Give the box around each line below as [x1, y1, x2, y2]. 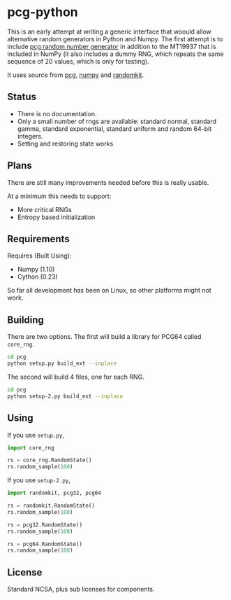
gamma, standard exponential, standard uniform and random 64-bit [17, 124, 211, 133]
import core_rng [7, 444, 54, 452]
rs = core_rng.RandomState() [7, 456, 92, 464]
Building [7, 314, 44, 326]
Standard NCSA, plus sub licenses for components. [7, 585, 155, 594]
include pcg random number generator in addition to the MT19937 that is [7, 42, 216, 50]
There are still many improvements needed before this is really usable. [7, 178, 209, 186]
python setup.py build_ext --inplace [7, 360, 117, 368]
